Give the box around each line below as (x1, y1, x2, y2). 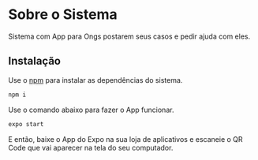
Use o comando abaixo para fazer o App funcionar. (8, 105, 174, 114)
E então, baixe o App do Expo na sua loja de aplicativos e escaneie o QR (8, 134, 243, 143)
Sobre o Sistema (8, 6, 118, 24)
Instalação (8, 54, 62, 68)
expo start (8, 120, 44, 128)
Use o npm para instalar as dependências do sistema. (8, 75, 183, 84)
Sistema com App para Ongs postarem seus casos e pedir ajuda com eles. (8, 32, 251, 41)
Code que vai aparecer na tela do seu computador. (8, 143, 174, 152)
